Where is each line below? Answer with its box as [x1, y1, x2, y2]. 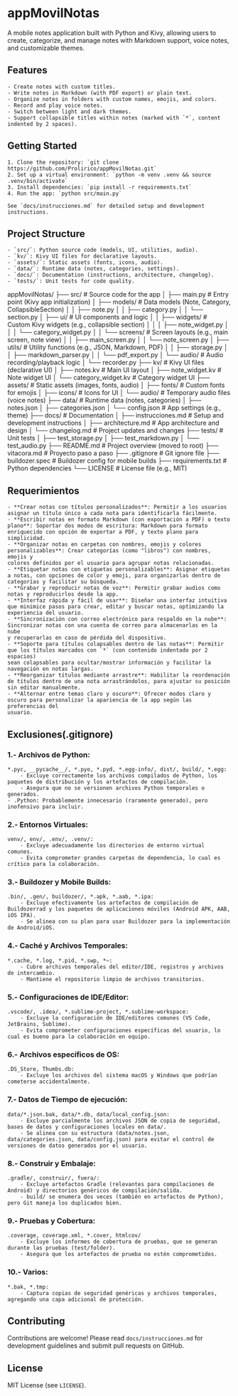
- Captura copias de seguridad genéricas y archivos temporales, [20, 1289, 218, 1296]
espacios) [7, 653, 37, 660]
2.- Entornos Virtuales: [7, 820, 89, 830]
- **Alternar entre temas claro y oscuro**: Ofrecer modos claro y [7, 690, 212, 698]
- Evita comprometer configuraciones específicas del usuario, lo [20, 1027, 221, 1035]
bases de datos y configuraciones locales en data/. [7, 1123, 167, 1131]
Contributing [7, 1315, 65, 1327]
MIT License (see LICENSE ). [7, 1381, 87, 1390]
